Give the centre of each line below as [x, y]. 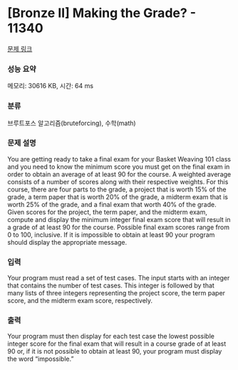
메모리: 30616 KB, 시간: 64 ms [51, 86]
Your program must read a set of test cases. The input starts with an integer [119, 278]
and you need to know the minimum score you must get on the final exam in [119, 166]
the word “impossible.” [41, 359]
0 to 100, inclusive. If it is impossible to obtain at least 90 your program [111, 234]
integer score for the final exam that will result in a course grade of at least [117, 344]
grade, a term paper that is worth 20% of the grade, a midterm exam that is [118, 196]
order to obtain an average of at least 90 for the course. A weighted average [119, 174]
